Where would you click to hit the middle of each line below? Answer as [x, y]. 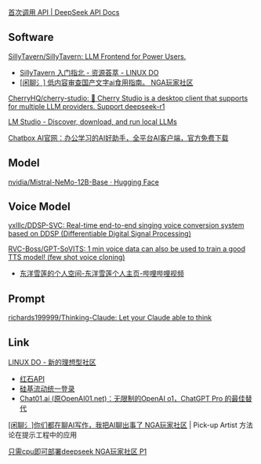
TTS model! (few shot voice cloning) [67, 258]
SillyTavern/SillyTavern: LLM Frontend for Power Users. [97, 56]
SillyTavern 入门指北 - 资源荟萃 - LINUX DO [89, 72]
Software [31, 37]
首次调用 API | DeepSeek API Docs [64, 12]
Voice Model [39, 207]
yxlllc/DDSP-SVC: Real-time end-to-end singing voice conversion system [126, 225]
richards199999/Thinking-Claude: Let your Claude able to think [110, 318]
